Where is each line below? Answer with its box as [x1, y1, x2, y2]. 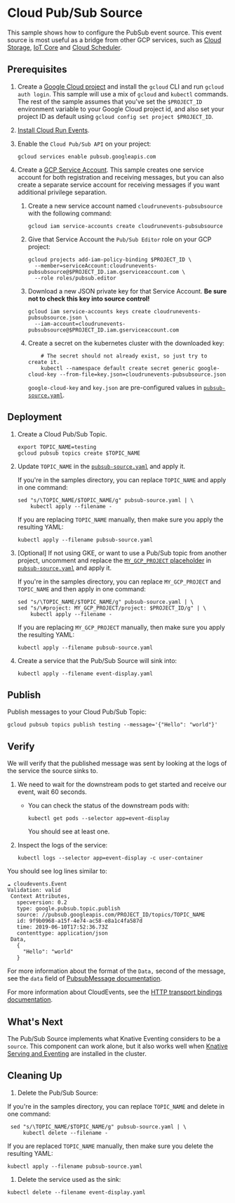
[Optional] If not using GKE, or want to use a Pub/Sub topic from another [17, 548, 227, 557]
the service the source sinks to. [7, 767, 98, 775]
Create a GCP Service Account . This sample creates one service [17, 165, 205, 174]
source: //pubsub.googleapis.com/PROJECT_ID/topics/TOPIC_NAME [16, 912, 206, 919]
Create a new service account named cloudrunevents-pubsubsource [27, 201, 223, 210]
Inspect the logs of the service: [17, 841, 108, 850]
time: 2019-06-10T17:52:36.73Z [16, 924, 109, 931]
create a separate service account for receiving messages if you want [17, 180, 220, 189]
